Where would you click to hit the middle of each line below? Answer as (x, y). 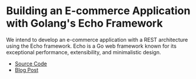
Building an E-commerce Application (98, 11)
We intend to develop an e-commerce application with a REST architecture (97, 39)
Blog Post (26, 70)
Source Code (31, 64)
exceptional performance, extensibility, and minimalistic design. (83, 52)
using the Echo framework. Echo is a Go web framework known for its (91, 46)
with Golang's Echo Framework (84, 23)
